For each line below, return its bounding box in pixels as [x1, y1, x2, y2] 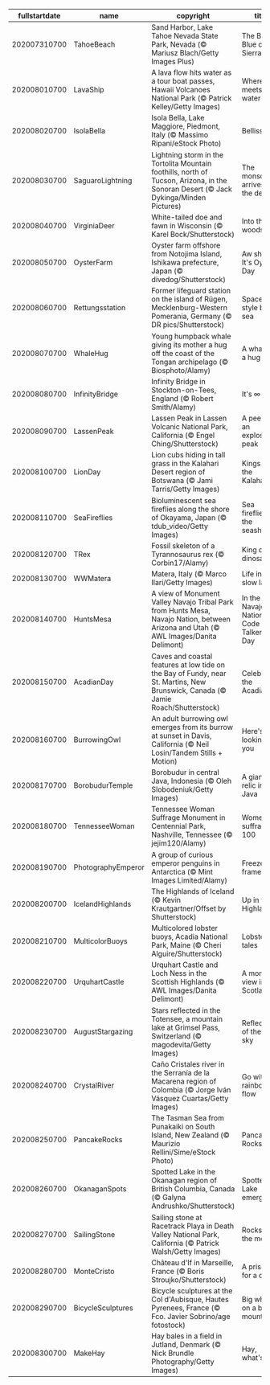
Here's [241, 727, 264, 736]
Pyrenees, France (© [151, 1303, 221, 1313]
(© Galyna [151, 1193, 186, 1203]
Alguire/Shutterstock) [151, 949, 223, 958]
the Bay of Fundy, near [151, 668, 227, 678]
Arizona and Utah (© [151, 623, 220, 633]
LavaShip [73, 85, 104, 94]
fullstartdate [18, 10, 61, 20]
